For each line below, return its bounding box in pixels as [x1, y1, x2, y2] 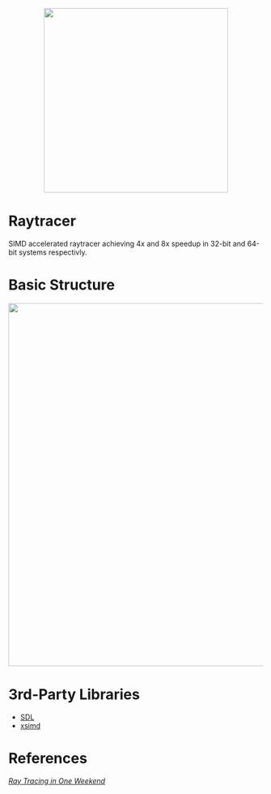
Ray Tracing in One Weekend [8, 775, 106, 786]
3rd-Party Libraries [8, 685, 140, 704]
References [8, 749, 87, 767]
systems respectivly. [19, 247, 87, 257]
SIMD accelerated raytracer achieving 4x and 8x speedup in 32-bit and [8, 238, 246, 248]
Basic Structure [8, 276, 116, 294]
